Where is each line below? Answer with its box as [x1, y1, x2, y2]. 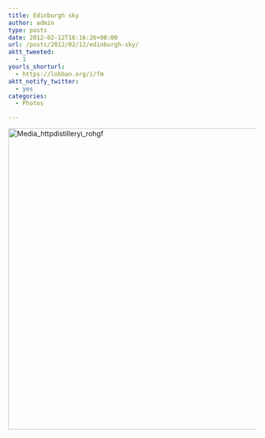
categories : [8, 92, 47, 100]
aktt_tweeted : [8, 48, 55, 56]
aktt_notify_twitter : [8, 77, 80, 85]
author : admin [8, 19, 55, 27]
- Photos [15, 99, 44, 107]
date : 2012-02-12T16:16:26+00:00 [8, 33, 118, 42]
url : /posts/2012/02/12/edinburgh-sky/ [8, 41, 140, 49]
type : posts [8, 26, 47, 34]
